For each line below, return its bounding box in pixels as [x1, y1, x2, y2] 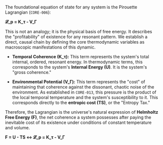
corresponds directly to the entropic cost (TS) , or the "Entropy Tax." [12, 100, 150, 105]
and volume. [5, 125, 30, 130]
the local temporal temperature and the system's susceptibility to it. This [12, 95, 158, 100]
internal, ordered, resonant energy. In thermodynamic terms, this [12, 59, 143, 65]
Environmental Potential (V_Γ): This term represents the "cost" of [12, 79, 145, 85]
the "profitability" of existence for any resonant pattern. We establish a [5, 34, 148, 40]
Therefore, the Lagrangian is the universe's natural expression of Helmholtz [5, 109, 159, 115]
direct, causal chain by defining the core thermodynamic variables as [5, 39, 145, 45]
